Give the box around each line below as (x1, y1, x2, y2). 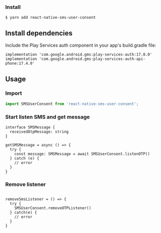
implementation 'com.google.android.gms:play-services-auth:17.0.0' (5, 52, 152, 57)
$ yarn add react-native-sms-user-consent (5, 15, 96, 20)
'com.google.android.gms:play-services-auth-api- (39, 57, 145, 62)
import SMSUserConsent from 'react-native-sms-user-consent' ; (5, 101, 139, 106)
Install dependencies (5, 29, 73, 37)
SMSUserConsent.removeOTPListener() (14, 206, 92, 211)
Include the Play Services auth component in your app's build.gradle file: (5, 42, 156, 49)
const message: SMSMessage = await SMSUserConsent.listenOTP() (14, 151, 150, 157)
